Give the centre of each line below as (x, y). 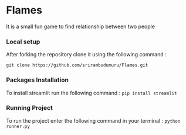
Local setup (23, 42)
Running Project (29, 108)
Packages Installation (38, 80)
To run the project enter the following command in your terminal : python (93, 120)
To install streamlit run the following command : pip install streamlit (92, 93)
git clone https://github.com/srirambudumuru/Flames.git (77, 65)
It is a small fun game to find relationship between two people (81, 26)
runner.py (18, 126)
